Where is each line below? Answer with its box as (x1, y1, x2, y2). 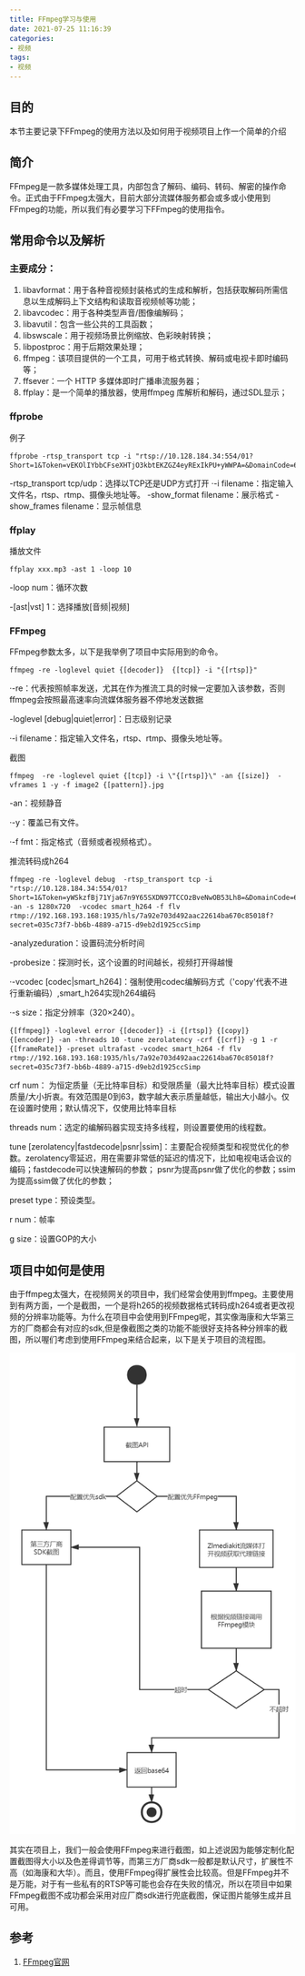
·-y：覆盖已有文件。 (9, 817, 84, 828)
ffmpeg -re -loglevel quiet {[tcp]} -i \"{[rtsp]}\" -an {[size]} (9, 772, 271, 781)
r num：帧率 (9, 1214, 56, 1225)
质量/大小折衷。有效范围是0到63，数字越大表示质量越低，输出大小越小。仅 (9, 1091, 290, 1102)
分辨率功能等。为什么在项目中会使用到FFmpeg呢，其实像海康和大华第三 (25, 1312, 295, 1322)
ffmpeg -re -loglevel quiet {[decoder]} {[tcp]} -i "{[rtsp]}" (9, 665, 258, 675)
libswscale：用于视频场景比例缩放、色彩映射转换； (22, 330, 213, 341)
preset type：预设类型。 (9, 1195, 101, 1206)
